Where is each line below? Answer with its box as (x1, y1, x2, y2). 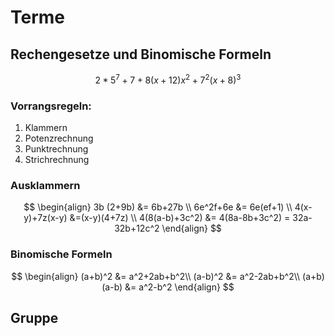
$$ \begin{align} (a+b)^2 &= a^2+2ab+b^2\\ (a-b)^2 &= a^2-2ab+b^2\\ (11, 270, 301, 282)
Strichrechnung (24, 153, 90, 165)
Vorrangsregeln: (10, 99, 92, 113)
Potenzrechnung (24, 132, 94, 144)
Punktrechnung (24, 142, 89, 155)
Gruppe (10, 309, 59, 326)
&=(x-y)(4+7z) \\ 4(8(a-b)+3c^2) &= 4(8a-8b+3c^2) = (69, 212, 291, 224)
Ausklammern (10, 178, 81, 192)
